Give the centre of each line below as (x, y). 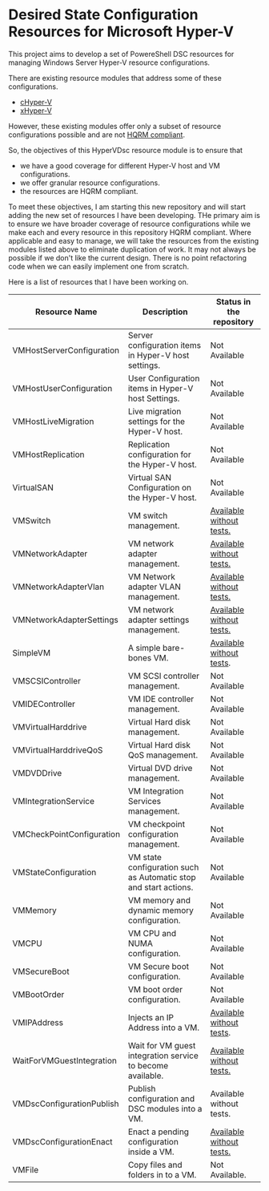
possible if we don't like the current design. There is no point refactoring (127, 257)
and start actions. (161, 887)
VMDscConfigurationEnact (63, 1141)
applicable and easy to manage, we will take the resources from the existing (134, 240)
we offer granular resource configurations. (90, 183)
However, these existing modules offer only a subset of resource (115, 126)
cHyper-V (36, 102)
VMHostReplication (49, 454)
